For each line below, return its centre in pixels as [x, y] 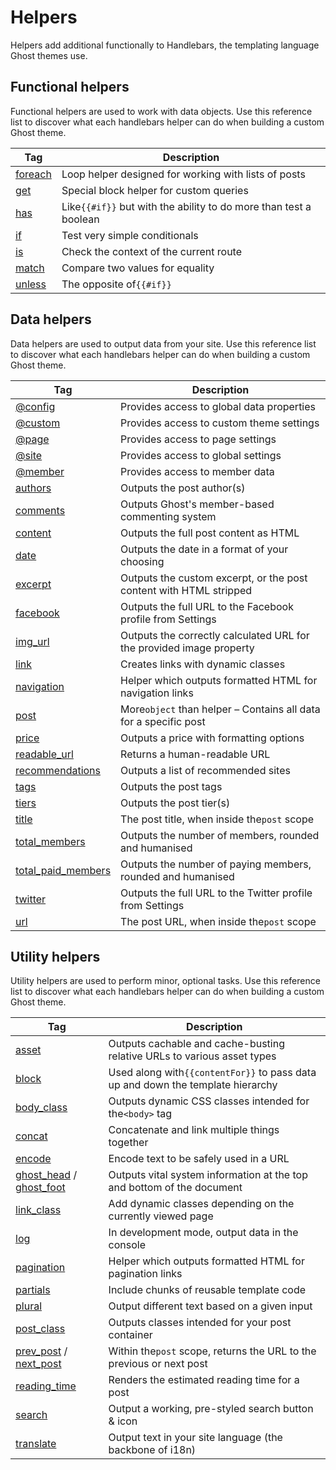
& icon [123, 1421]
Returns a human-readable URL [195, 754]
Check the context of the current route [151, 251]
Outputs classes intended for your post [200, 1323]
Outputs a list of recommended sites [205, 770]
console [127, 1245]
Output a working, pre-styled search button [211, 1409]
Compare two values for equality [138, 268]
